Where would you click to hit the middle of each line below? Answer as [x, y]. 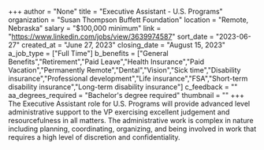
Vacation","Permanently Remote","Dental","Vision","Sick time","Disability [125, 70]
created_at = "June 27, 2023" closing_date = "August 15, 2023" [123, 45]
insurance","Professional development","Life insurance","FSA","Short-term [128, 79]
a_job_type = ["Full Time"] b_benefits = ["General [88, 53]
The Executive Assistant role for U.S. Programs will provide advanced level [129, 103]
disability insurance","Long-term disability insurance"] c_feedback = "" [123, 87]
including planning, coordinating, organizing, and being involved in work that [132, 129]
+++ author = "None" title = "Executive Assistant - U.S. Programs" [115, 11]
